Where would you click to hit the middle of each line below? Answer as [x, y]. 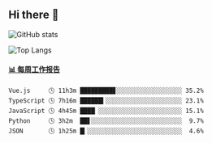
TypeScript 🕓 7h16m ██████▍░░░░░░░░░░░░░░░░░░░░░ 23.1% [106, 101]
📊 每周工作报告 [35, 69]
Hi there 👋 [34, 15]
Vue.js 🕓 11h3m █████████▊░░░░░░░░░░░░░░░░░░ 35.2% [106, 91]
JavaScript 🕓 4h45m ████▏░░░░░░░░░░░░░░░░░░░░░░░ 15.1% [106, 111]
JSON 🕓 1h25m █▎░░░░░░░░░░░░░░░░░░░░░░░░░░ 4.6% [106, 131]
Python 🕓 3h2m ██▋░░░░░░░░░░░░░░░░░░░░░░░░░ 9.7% [106, 121]
